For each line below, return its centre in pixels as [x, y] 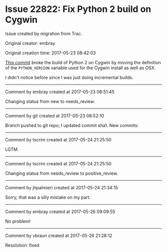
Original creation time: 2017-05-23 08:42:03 [50, 53]
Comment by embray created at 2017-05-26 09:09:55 [60, 211]
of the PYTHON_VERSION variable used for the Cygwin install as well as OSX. [81, 68]
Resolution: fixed [22, 245]
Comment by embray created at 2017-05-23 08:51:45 [60, 92]
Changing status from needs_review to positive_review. [62, 173]
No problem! [18, 221]
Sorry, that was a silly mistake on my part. [48, 197]
